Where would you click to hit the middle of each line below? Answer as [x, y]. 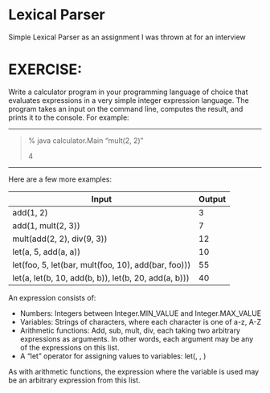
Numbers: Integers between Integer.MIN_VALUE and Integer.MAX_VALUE [141, 313]
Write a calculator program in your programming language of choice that [128, 92]
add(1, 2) [30, 212]
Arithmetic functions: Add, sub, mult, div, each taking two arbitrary [130, 330]
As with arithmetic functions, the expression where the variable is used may [134, 371]
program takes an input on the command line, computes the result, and [126, 108]
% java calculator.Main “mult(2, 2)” [86, 140]
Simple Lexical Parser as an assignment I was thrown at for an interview [127, 37]
